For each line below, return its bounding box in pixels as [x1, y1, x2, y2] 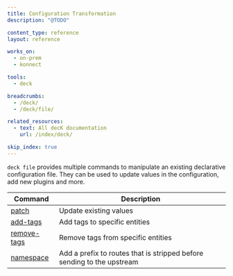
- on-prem [13, 55, 42, 62]
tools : [7, 74, 26, 81]
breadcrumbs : [7, 92, 45, 99]
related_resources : [7, 118, 64, 125]
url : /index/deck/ [19, 131, 73, 138]
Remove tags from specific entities [58, 232, 172, 242]
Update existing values [58, 206, 134, 216]
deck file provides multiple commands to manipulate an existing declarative [7, 163, 226, 171]
